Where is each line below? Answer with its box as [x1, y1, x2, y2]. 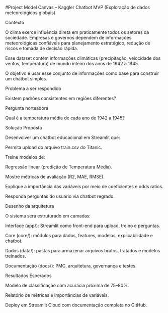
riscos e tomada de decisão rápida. [5, 46, 78, 51]
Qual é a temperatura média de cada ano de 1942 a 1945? [5, 115, 125, 121]
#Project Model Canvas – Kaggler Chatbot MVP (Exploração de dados [5, 5, 150, 10]
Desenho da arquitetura [5, 203, 54, 209]
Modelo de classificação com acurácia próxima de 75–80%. [5, 283, 129, 288]
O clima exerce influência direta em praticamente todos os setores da [5, 29, 149, 35]
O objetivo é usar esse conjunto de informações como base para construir [5, 70, 159, 76]
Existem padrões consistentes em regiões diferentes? [5, 96, 117, 101]
